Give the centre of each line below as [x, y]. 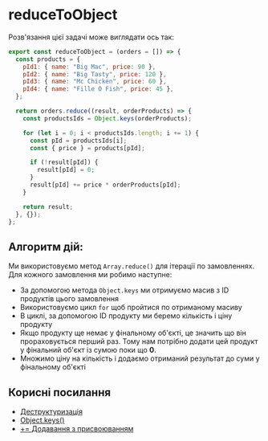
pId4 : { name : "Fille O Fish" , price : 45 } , [98, 89]
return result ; [48, 206]
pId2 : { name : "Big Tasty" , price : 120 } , [95, 74]
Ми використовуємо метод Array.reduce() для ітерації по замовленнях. [132, 266]
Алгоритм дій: [46, 247]
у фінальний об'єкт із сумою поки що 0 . [88, 350]
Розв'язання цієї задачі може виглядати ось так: [91, 37]
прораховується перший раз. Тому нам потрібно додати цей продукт [139, 341]
